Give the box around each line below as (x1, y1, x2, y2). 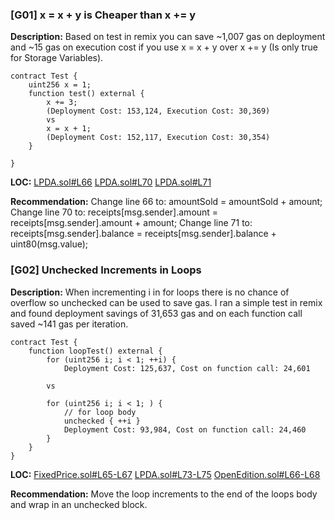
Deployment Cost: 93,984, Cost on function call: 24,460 (63, 424, 307, 435)
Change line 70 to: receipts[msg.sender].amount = (10, 206, 219, 218)
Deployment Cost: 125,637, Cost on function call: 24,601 (63, 363, 311, 373)
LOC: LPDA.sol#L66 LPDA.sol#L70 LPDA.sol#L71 (10, 176, 212, 188)
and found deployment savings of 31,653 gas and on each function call (10, 307, 303, 319)
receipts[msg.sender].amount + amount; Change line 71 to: (10, 217, 253, 229)
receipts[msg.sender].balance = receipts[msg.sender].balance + (10, 228, 277, 240)
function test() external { (28, 89, 145, 99)
